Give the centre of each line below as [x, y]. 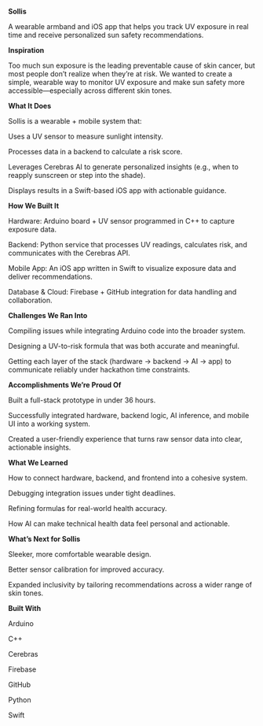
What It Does [30, 106]
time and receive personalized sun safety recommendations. [106, 35]
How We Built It [34, 206]
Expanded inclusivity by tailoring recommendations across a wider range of [130, 585]
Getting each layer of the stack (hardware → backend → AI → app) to [120, 361]
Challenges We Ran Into [48, 315]
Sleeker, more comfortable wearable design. [80, 554]
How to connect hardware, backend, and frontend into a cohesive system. [128, 478]
